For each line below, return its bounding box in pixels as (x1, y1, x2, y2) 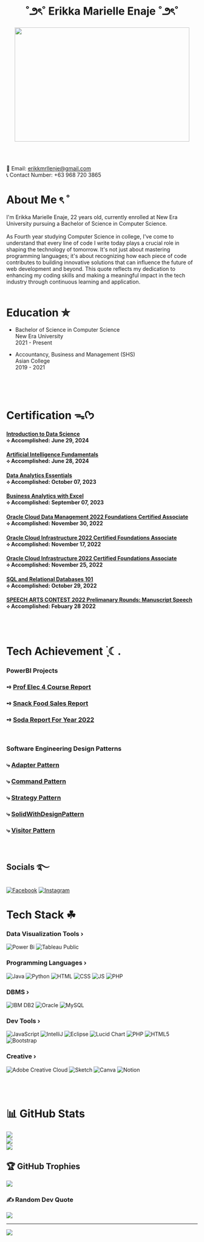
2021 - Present (15, 339, 53, 346)
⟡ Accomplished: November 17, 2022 (6, 540, 101, 548)
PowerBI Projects (6, 666, 58, 675)
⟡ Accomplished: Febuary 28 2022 (6, 602, 96, 610)
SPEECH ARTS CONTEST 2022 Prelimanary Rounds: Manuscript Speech (6, 596, 192, 604)
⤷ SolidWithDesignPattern (6, 809, 84, 818)
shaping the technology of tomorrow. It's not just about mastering (6, 245, 171, 253)
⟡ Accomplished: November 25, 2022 (6, 561, 103, 568)
